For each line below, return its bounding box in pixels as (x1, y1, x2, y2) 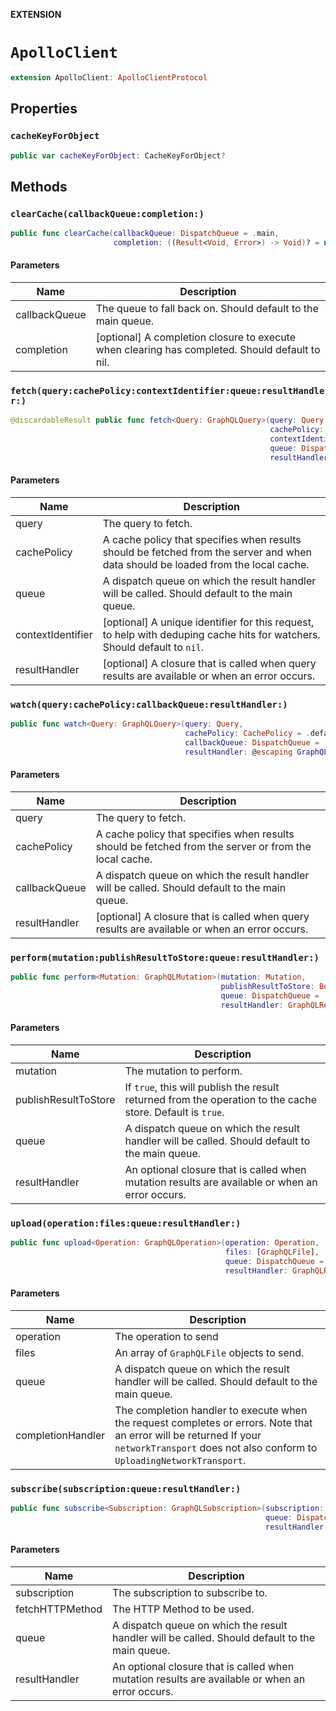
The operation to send (114, 1329, 219, 1343)
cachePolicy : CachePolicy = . (184, 729, 311, 739)
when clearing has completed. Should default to (95, 343, 321, 357)
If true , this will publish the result (124, 1080, 280, 1094)
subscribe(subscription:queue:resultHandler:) (10, 1483, 242, 1494)
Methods (10, 178, 68, 195)
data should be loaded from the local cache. (102, 557, 310, 571)
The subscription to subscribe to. (112, 1586, 268, 1600)
